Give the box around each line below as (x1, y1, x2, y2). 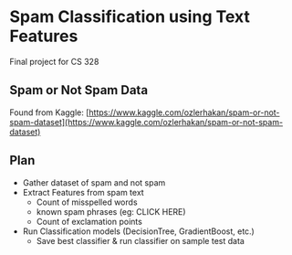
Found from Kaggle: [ (9, 107, 89, 118)
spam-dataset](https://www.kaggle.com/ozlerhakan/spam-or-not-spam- (9, 116, 284, 127)
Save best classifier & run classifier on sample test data (36, 235, 245, 246)
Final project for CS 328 (9, 56, 99, 67)
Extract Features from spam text (22, 186, 144, 197)
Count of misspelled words (36, 197, 139, 207)
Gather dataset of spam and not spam (22, 176, 166, 188)
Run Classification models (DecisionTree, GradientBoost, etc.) (22, 226, 255, 237)
